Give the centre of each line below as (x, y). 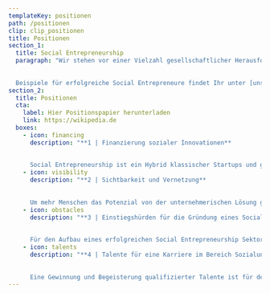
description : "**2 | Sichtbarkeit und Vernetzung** (118, 180)
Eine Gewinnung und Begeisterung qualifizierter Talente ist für (141, 277)
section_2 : (27, 90)
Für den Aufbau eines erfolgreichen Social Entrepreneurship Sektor (147, 240)
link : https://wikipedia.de (70, 120)
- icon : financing (53, 135)
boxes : (27, 128)
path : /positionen (39, 23)
